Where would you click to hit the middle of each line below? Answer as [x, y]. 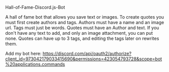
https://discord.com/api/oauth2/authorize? [87, 53]
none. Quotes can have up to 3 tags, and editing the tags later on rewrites [82, 38]
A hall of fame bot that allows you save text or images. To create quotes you [84, 17]
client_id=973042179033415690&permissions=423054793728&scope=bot [84, 59]
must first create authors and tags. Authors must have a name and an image [85, 22]
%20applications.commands [35, 64]
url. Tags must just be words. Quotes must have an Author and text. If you [82, 28]
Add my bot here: [23, 53]
